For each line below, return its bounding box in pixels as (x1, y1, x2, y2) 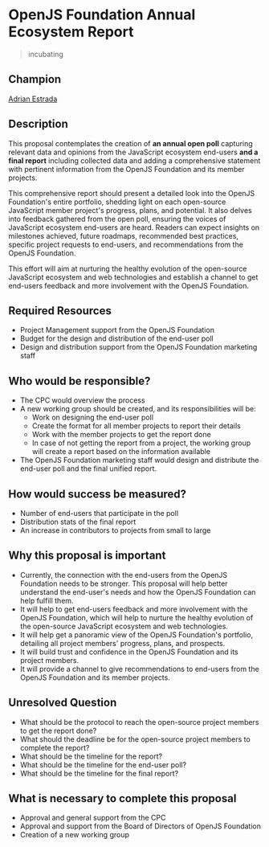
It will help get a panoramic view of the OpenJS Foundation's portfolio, (19, 629, 254, 640)
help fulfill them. (19, 595, 74, 605)
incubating (27, 49, 64, 59)
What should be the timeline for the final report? (19, 768, 179, 778)
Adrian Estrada (8, 94, 58, 104)
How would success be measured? (8, 487, 187, 501)
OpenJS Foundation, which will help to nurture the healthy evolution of (19, 612, 254, 622)
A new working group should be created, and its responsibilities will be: (19, 404, 256, 414)
